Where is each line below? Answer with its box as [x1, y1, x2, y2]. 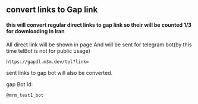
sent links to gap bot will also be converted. [6, 69, 113, 76]
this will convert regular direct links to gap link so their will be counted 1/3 [6, 21, 192, 29]
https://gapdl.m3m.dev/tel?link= [6, 59, 89, 65]
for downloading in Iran [6, 27, 65, 34]
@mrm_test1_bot [6, 92, 44, 98]
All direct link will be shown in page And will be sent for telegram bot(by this [6, 41, 192, 48]
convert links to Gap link [6, 5, 98, 15]
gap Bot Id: [6, 80, 33, 88]
